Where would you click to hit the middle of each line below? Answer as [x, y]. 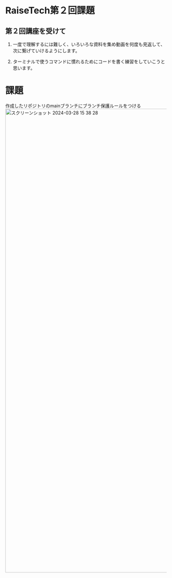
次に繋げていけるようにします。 [46, 51]
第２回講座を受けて [36, 31]
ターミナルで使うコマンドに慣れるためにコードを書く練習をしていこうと [89, 61]
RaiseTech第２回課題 [50, 11]
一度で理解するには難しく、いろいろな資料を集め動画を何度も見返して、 [89, 44]
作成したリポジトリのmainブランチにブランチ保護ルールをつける [73, 106]
